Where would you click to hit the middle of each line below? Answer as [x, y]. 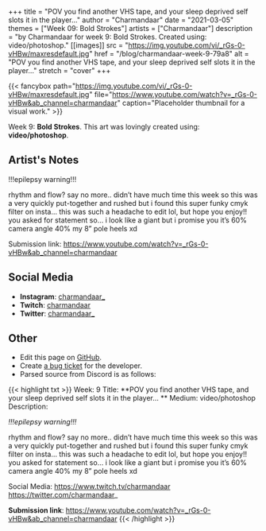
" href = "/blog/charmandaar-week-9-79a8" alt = [169, 54]
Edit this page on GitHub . [60, 358]
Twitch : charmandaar [55, 304]
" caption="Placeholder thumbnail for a [181, 103]
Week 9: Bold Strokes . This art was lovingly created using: [104, 127]
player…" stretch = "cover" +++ [60, 70]
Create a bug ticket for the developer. [81, 366]
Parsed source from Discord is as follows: [88, 374]
